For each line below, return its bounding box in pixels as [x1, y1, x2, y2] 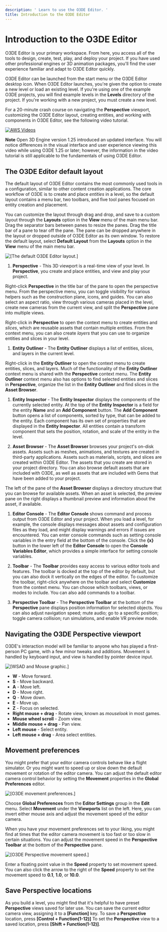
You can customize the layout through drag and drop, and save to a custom [5, 211, 160, 218]
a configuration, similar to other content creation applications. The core [5, 186, 152, 192]
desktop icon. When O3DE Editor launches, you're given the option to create [5, 81, 162, 87]
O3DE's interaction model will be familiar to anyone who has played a [5, 643, 147, 649]
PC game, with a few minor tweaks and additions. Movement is [20, 649, 150, 655]
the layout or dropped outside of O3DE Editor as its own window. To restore [5, 233, 160, 239]
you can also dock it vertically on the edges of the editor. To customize [12, 574, 158, 580]
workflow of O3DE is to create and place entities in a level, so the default [5, 191, 155, 197]
